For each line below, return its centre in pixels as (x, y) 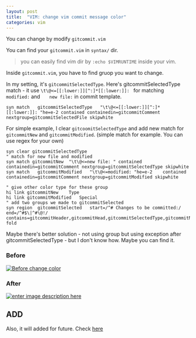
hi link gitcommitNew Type (43, 193)
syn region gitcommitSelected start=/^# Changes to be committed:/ (94, 208)
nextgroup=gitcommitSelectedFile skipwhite (60, 118)
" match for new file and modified (49, 157)
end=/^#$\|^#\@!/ (27, 213)
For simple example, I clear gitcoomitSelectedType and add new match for (95, 129)
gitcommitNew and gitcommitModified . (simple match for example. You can (94, 134)
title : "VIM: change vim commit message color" (66, 17)
